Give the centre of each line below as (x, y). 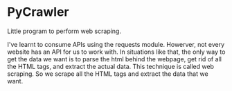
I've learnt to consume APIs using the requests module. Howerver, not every (116, 44)
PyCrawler (38, 12)
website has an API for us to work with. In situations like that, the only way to (116, 52)
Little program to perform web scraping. (64, 31)
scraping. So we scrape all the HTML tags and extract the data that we (108, 74)
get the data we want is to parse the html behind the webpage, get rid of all (114, 59)
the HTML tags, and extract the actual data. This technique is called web (111, 66)
